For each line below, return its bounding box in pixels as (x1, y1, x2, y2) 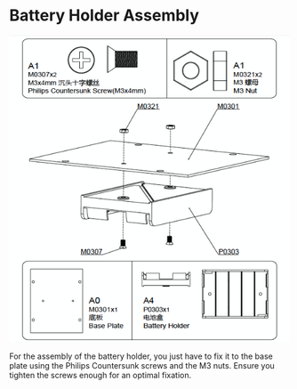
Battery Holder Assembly (9, 5, 200, 26)
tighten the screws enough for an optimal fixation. (9, 369, 192, 380)
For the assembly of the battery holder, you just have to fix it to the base (9, 351, 273, 361)
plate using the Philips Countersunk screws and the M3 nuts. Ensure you (9, 360, 276, 370)
